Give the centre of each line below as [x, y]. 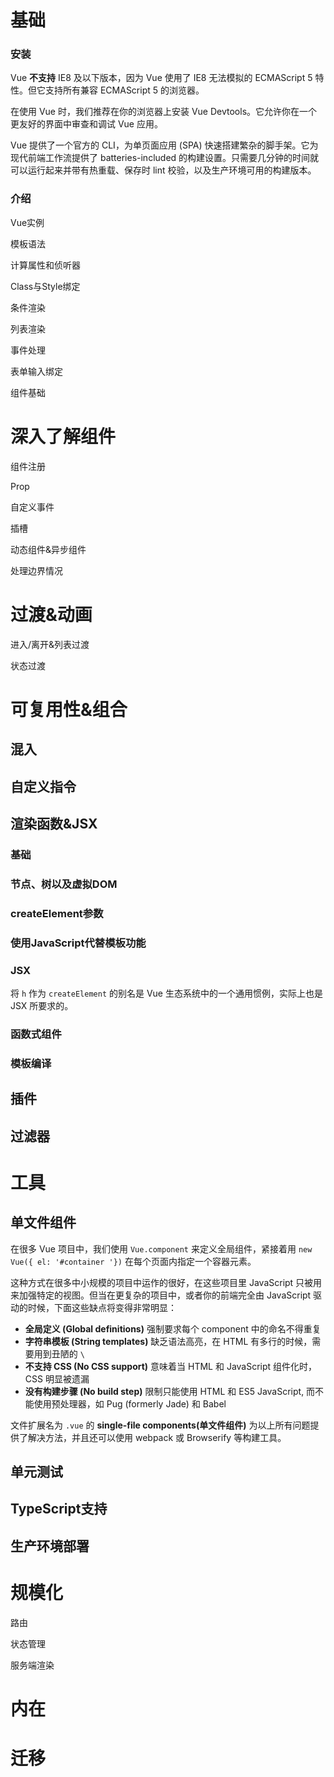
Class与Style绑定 [45, 286]
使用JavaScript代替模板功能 [78, 943]
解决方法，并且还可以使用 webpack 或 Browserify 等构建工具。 [157, 1437]
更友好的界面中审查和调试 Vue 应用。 [86, 124]
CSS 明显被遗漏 [57, 1378]
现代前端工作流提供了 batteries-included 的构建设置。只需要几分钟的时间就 [165, 158]
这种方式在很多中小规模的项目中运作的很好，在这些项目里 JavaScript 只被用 [166, 1282]
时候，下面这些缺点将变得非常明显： [102, 1307]
